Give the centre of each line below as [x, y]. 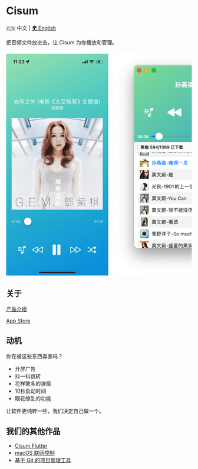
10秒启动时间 [30, 391]
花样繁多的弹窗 [33, 383]
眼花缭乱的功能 [33, 398]
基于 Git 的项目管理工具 [43, 460]
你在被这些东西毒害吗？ [34, 356]
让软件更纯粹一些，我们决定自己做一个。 [55, 411]
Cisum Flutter [31, 446]
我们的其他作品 [33, 431]
